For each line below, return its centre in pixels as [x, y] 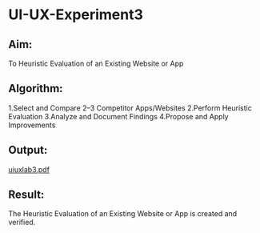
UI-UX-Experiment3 [76, 15]
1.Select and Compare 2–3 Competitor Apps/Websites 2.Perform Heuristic [130, 108]
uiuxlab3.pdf [29, 169]
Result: [26, 195]
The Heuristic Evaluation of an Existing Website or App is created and [123, 214]
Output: [28, 150]
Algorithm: [36, 88]
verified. [22, 223]
